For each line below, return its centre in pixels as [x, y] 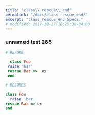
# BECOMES [16, 85]
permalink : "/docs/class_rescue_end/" [46, 15]
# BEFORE [15, 52]
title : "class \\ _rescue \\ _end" [39, 10]
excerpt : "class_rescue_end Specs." [44, 19]
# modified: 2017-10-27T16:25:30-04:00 [48, 24]
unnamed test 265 [29, 42]
